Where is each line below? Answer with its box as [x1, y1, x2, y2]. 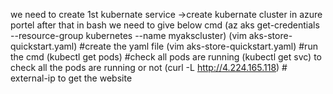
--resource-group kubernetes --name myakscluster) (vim [10, 30, 247, 41]
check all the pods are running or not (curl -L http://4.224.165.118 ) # [10, 62, 288, 73]
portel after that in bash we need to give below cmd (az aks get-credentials [10, 19, 320, 31]
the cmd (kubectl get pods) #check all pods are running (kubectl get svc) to [10, 51, 323, 63]
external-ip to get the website [10, 72, 133, 84]
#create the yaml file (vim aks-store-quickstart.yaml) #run [79, 40, 318, 52]
